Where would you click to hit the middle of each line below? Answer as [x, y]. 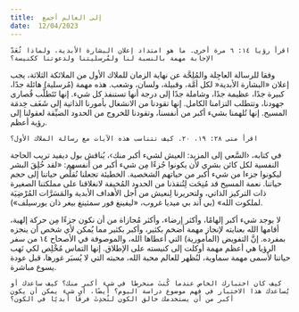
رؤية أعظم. [29, 122]
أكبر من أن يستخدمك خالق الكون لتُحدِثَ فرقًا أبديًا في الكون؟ [122, 299]
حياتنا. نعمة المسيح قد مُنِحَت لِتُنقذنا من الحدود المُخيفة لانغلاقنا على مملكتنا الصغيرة [146, 183]
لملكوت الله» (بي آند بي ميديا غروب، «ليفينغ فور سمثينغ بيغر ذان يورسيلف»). [137, 202]
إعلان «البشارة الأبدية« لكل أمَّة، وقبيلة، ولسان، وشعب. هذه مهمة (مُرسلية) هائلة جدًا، [149, 84]
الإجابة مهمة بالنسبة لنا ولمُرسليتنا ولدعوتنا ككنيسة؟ [112, 58]
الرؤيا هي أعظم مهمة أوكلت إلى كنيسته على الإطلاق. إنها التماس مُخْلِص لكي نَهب [143, 248]
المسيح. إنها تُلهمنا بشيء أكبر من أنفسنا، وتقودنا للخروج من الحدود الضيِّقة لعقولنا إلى [149, 112]
